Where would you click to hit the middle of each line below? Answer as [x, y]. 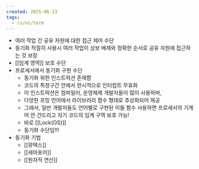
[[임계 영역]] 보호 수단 [40, 63]
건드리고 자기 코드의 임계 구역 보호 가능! [83, 115]
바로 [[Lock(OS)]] [45, 122]
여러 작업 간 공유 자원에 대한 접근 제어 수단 [64, 41]
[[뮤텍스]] [35, 145]
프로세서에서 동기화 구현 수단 [49, 70]
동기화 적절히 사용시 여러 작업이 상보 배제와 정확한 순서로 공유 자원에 [95, 48]
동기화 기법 [28, 137]
